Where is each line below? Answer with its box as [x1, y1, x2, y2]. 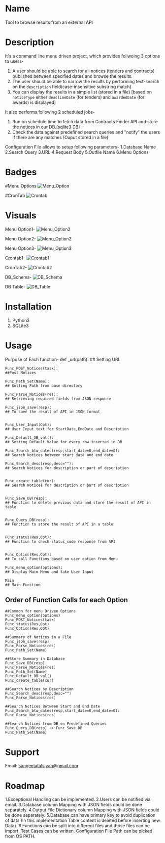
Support [5, 747, 39, 757]
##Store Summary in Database [5, 656, 65, 661]
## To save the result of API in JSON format [5, 409, 100, 414]
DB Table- [5, 283, 26, 289]
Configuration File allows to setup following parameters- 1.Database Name [5, 144, 156, 150]
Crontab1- [5, 255, 26, 261]
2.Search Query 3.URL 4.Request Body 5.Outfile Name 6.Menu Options [5, 149, 149, 155]
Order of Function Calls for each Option [5, 596, 128, 604]
